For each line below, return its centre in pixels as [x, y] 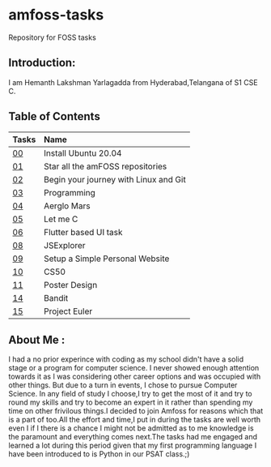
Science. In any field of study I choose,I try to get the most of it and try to [130, 394]
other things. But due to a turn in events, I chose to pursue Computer [123, 385]
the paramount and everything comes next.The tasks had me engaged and [133, 437]
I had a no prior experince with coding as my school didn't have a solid [126, 359]
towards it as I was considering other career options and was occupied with [135, 377]
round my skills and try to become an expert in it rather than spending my [131, 402]
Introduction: [42, 63]
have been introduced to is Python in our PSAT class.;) [99, 454]
